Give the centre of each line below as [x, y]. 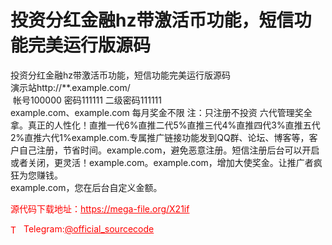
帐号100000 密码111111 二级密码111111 [87, 100]
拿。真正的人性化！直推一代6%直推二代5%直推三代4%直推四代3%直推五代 [165, 125]
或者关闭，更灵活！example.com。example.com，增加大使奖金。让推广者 [162, 162]
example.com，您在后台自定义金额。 [86, 187]
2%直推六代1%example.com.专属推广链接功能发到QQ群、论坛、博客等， [160, 137]
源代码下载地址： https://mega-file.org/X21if [100, 208]
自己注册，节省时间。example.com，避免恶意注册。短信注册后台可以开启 [169, 150]
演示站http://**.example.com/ [70, 87]
